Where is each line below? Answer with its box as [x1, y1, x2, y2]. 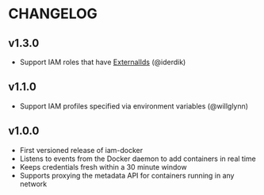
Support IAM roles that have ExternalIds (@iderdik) [19, 57, 186, 67]
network [19, 179, 48, 189]
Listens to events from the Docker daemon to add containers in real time [19, 154, 256, 163]
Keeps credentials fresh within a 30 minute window [19, 162, 188, 171]
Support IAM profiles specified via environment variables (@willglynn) [19, 101, 248, 111]
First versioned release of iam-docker [19, 145, 143, 155]
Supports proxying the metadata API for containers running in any [19, 170, 235, 180]
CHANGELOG [8, 5, 98, 23]
